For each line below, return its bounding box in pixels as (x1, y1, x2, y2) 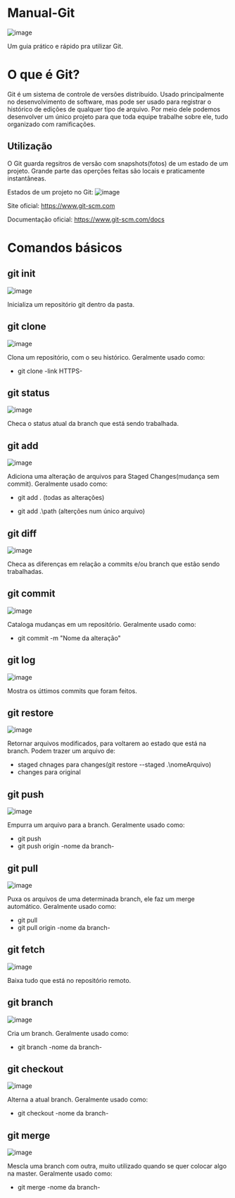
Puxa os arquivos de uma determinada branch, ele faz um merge (7, 895, 195, 903)
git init (7, 268, 36, 280)
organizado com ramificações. (7, 120, 96, 128)
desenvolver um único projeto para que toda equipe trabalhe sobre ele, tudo (7, 112, 229, 121)
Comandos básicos (7, 240, 123, 255)
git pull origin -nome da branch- (17, 924, 110, 931)
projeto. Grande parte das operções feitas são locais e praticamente (7, 166, 205, 175)
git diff (7, 527, 37, 539)
